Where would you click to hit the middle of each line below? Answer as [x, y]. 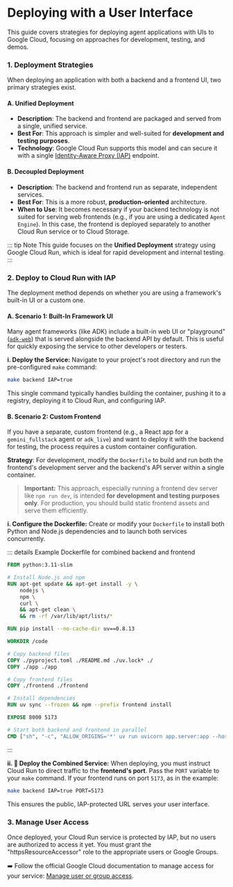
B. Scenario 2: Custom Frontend [54, 416]
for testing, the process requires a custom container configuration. [102, 447]
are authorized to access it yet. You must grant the [79, 844]
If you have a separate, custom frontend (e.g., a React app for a [98, 432]
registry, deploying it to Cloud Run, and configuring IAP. [87, 400]
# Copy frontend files [40, 679]
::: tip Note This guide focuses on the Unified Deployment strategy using [112, 245]
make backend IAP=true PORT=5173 [55, 790]
